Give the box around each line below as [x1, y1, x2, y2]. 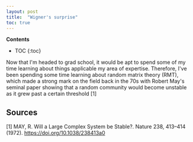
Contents [6, 36, 30, 43]
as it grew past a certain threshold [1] [6, 90, 96, 98]
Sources [6, 107, 38, 117]
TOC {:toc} [14, 47, 41, 54]
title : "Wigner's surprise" [6, 14, 78, 20]
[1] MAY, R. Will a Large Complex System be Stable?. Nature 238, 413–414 [6, 123, 186, 130]
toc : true [6, 20, 31, 25]
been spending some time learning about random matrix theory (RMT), [6, 72, 179, 79]
